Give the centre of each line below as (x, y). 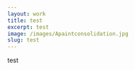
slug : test (23, 40)
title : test (25, 21)
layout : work (27, 14)
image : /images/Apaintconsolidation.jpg (68, 34)
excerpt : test (28, 27)
